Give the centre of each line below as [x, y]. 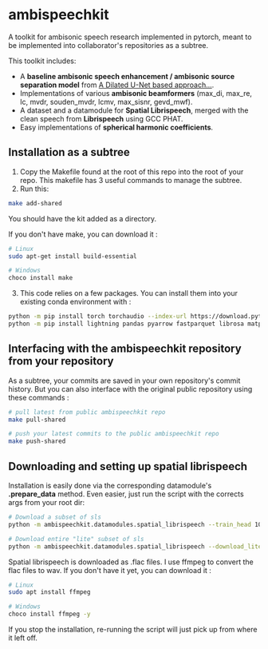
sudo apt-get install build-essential [73, 256]
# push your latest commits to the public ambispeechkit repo [114, 434]
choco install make [41, 278]
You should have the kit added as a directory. [83, 218]
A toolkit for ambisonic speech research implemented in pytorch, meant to [130, 37]
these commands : [39, 397]
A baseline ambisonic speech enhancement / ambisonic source [127, 76]
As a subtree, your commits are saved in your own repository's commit [124, 380]
